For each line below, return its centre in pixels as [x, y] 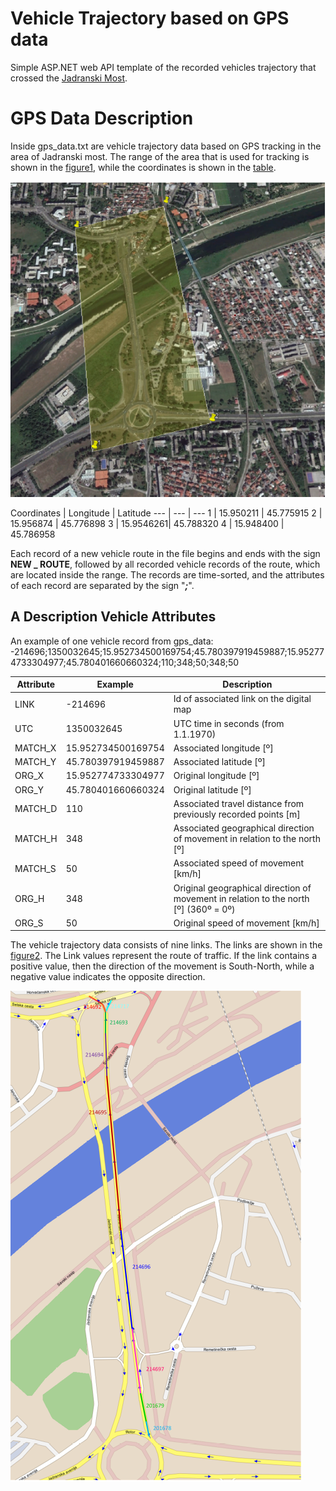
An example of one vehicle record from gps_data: [112, 641]
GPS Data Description [102, 118]
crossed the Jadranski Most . [69, 78]
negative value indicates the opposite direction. [108, 977]
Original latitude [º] [212, 789]
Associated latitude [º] [220, 762]
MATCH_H [36, 839]
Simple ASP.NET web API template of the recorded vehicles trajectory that [163, 67]
